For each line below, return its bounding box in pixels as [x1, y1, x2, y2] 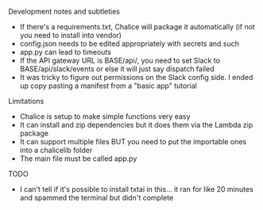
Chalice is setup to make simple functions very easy [19, 112, 191, 121]
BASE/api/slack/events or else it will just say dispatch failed [19, 64, 215, 74]
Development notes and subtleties [8, 7, 121, 16]
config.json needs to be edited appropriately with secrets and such [19, 39, 240, 48]
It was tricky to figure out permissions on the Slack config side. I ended [19, 73, 253, 82]
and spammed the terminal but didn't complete [19, 193, 174, 202]
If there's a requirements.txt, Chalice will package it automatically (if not [19, 22, 256, 31]
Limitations [8, 97, 44, 105]
